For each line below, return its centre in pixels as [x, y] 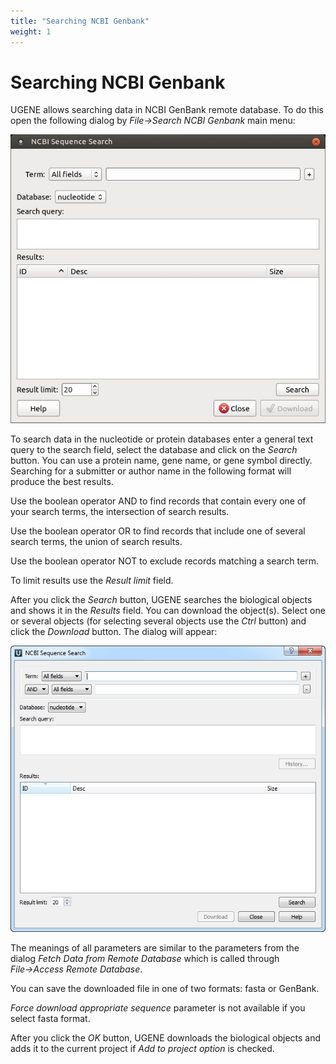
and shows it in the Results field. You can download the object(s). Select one [168, 610]
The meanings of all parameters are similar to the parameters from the [155, 948]
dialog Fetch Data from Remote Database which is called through [145, 958]
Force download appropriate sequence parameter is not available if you [158, 1008]
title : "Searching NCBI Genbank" [80, 21]
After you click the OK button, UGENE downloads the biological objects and [166, 1038]
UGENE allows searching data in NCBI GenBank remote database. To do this [167, 110]
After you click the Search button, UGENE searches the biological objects [161, 599]
